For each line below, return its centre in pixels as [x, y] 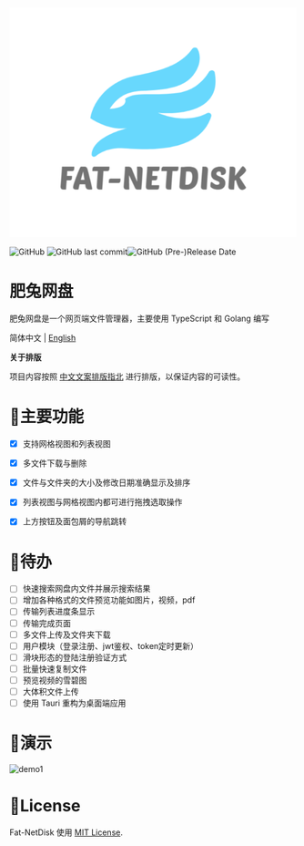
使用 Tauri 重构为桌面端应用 [74, 703]
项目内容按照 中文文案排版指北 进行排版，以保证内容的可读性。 [127, 377]
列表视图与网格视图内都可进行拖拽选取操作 [102, 502]
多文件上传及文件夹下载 [66, 634]
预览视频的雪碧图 [55, 680]
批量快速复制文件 [55, 668]
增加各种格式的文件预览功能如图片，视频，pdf [109, 600]
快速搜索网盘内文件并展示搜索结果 [86, 589]
